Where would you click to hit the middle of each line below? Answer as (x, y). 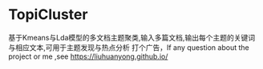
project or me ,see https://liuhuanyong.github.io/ (88, 56)
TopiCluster (48, 15)
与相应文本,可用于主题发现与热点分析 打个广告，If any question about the (129, 47)
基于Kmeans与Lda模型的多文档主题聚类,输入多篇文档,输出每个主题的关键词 (131, 37)
